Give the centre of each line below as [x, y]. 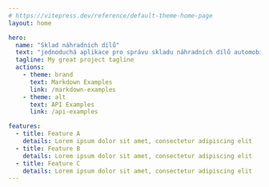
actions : [30, 68]
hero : [17, 38]
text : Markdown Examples [71, 82]
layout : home [30, 23]
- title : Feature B [48, 149]
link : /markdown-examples [72, 90]
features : [25, 126]
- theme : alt [44, 97]
